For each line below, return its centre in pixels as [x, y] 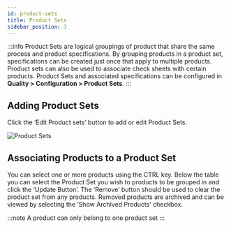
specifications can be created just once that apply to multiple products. [110, 61]
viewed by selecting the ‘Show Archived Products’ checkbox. [95, 204]
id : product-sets [32, 14]
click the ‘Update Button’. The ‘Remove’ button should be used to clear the [114, 190]
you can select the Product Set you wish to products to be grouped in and [113, 182]
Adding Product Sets [53, 105]
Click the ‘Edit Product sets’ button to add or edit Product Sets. [97, 122]
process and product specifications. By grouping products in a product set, [115, 54]
